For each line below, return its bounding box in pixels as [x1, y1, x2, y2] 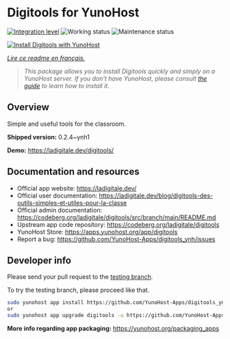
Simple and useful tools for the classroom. [7, 120, 127, 128]
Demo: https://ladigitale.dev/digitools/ [7, 146, 114, 154]
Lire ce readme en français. [7, 53, 86, 62]
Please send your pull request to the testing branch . [7, 273, 153, 281]
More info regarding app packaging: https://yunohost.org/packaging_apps [7, 325, 220, 332]
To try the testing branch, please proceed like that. [7, 286, 150, 295]
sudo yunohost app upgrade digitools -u [7, 312, 125, 319]
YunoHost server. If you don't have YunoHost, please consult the [23, 74, 207, 83]
